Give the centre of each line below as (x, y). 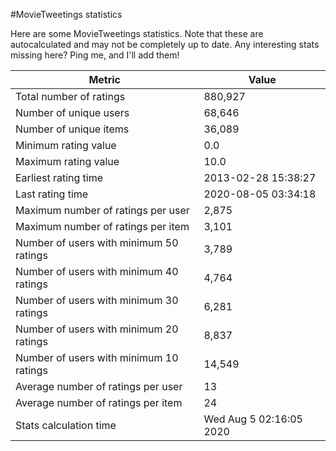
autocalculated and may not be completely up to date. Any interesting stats (165, 44)
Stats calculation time (66, 425)
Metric (105, 79)
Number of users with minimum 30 (97, 300)
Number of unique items (72, 129)
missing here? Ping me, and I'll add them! (95, 55)
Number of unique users (72, 112)
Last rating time (52, 194)
